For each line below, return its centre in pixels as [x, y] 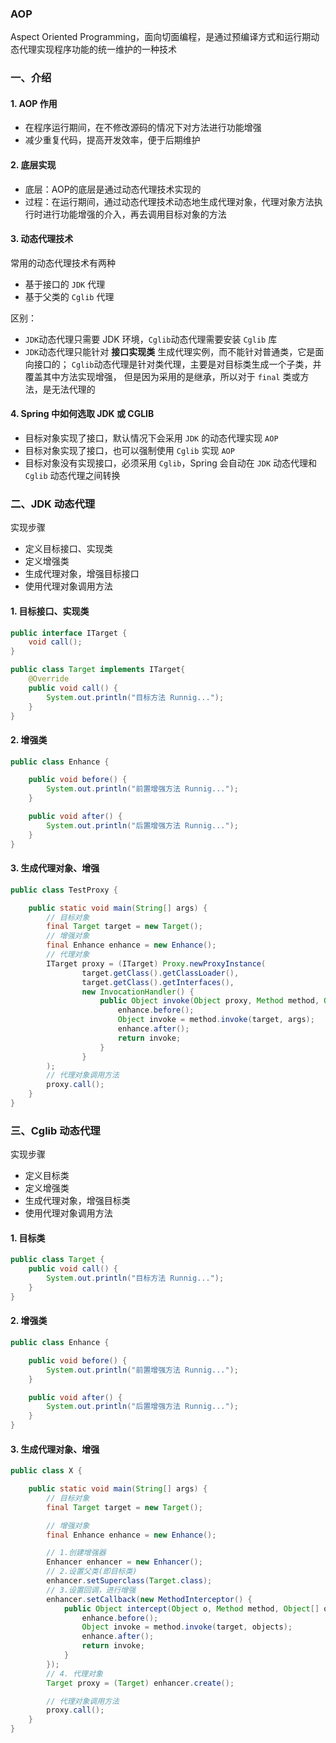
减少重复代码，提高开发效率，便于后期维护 [112, 140]
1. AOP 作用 [34, 103]
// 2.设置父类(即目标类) [92, 1572]
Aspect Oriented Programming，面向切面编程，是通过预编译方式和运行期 [161, 37]
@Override [49, 679]
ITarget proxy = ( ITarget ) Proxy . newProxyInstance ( [156, 963]
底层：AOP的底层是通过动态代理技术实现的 [113, 189]
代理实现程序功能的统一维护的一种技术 [97, 49]
